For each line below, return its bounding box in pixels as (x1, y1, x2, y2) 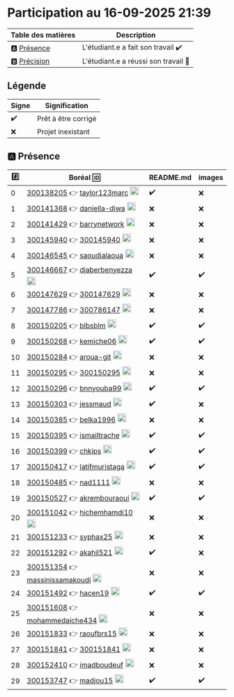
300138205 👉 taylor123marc (26, 187, 129, 197)
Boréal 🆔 (68, 173, 101, 183)
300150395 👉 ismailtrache (26, 430, 120, 440)
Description (116, 30, 156, 40)
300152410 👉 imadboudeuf (26, 660, 124, 670)
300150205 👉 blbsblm (26, 321, 106, 330)
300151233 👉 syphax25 (26, 532, 113, 542)
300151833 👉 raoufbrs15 (26, 629, 117, 638)
